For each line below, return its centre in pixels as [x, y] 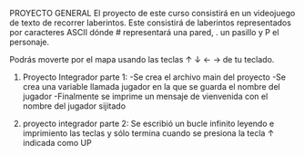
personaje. [30, 42]
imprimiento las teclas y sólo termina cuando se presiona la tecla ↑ [148, 133]
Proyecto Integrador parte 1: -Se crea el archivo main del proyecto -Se [154, 77]
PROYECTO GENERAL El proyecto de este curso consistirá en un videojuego [152, 13]
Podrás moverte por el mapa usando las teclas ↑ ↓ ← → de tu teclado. [142, 59]
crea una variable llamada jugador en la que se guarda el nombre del [151, 87]
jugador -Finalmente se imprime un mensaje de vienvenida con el [145, 96]
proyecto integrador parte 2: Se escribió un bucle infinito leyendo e [148, 123]
